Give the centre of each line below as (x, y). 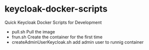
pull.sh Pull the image (33, 32)
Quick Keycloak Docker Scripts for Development (53, 22)
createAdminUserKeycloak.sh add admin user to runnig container (78, 42)
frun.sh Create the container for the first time (57, 37)
